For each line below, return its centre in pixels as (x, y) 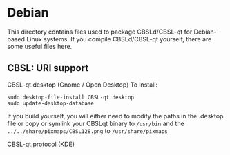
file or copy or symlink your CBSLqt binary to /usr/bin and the (96, 123)
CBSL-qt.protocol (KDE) (41, 144)
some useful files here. (40, 46)
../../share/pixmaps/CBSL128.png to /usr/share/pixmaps (87, 131)
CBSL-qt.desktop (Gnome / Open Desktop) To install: (82, 85)
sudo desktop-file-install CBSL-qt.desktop (71, 97)
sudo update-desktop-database (51, 103)
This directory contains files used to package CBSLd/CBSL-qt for (100, 32)
